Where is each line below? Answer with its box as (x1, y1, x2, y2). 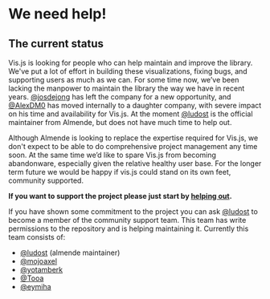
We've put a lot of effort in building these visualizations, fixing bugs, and (8, 67, 247, 76)
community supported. (8, 176, 84, 185)
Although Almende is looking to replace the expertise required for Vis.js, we (8, 133, 259, 143)
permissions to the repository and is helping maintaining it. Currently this (8, 224, 249, 233)
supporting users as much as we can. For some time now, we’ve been (8, 75, 239, 84)
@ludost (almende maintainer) (19, 248, 121, 257)
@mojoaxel (19, 257, 58, 265)
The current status (8, 37, 104, 51)
